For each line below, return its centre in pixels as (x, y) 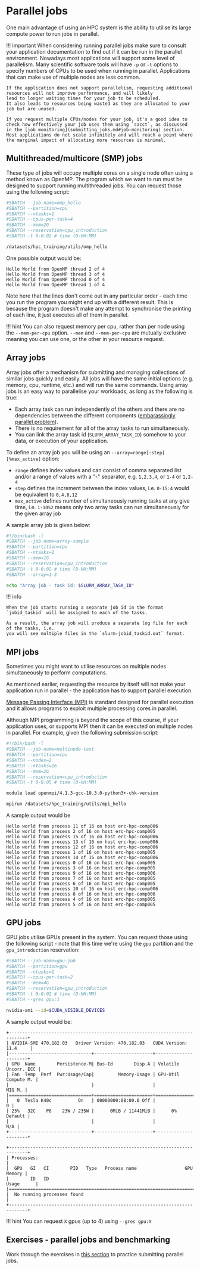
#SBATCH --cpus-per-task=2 (40, 977)
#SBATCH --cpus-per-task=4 (40, 219)
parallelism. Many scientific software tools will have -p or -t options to (92, 64)
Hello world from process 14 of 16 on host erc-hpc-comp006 (82, 857)
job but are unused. (32, 109)
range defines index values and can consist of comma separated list (98, 470)
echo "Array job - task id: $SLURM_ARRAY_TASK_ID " (70, 586)
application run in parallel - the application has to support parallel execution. (100, 690)
